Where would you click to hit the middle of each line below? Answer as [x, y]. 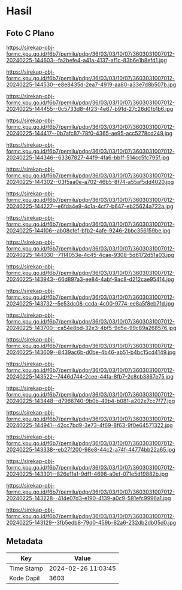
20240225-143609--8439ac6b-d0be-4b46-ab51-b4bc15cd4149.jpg [91, 352]
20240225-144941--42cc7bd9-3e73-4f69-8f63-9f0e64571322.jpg [90, 425]
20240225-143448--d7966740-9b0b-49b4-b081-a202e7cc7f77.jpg [91, 401]
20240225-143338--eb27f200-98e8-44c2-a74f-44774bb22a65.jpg [91, 450]
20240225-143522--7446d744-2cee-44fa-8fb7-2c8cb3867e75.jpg [90, 376]
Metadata [25, 541]
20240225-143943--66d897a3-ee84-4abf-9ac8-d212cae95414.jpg [90, 279]
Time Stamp [26, 568]
